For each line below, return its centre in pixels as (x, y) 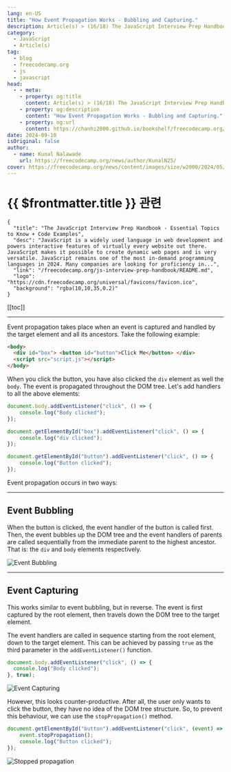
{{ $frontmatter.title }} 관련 (84, 203)
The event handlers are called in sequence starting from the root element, (112, 635)
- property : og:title (50, 97)
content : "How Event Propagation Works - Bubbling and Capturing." (124, 116)
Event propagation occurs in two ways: (63, 482)
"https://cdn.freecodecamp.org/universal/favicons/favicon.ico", (102, 282)
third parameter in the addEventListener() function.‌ (80, 650)
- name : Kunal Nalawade (47, 154)
